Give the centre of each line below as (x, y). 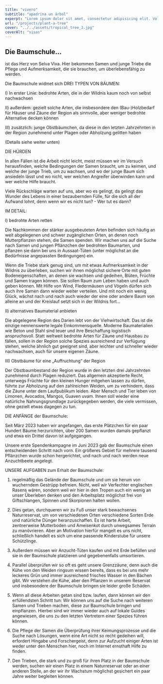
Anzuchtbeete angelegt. (29, 461)
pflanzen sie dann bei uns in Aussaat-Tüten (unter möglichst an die (72, 250)
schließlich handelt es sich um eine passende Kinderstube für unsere (81, 536)
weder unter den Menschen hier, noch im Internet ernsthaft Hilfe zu (79, 646)
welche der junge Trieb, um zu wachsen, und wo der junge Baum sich (75, 171)
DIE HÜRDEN (18, 151)
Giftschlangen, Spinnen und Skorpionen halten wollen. (66, 500)
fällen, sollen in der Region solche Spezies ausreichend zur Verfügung (75, 341)
